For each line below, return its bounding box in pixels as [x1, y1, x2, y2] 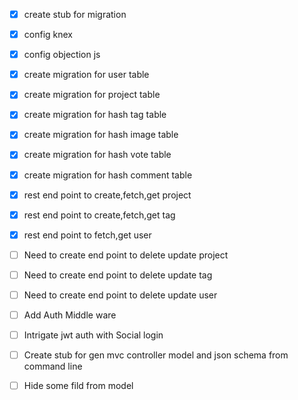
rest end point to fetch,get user [23, 229, 152, 241]
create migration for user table [23, 69, 150, 81]
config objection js [23, 49, 101, 61]
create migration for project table [23, 89, 161, 101]
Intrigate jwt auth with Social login [23, 329, 164, 341]
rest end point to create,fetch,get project [23, 189, 192, 201]
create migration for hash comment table [23, 169, 193, 181]
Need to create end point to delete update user [23, 289, 218, 301]
